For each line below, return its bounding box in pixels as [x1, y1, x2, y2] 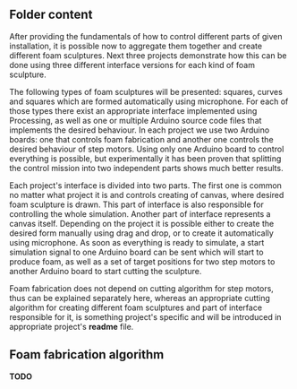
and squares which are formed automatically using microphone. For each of [9, 96, 289, 107]
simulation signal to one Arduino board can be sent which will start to [9, 246, 264, 257]
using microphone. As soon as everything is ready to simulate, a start [9, 237, 265, 247]
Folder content [9, 7, 93, 22]
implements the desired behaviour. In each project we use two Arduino [9, 125, 270, 135]
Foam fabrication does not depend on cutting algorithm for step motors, [9, 282, 275, 294]
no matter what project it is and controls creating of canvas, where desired [9, 189, 284, 200]
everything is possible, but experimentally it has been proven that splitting [9, 152, 282, 164]
